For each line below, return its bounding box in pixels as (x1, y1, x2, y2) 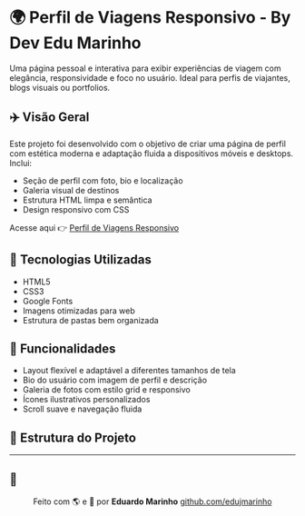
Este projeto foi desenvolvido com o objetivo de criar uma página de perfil (9, 138, 286, 149)
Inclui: (9, 157, 33, 168)
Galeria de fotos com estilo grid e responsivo (22, 384, 191, 395)
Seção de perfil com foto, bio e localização (22, 174, 183, 186)
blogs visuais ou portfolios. (9, 82, 111, 93)
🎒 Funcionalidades (9, 341, 116, 356)
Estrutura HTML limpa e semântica (22, 194, 152, 205)
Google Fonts (22, 295, 74, 306)
